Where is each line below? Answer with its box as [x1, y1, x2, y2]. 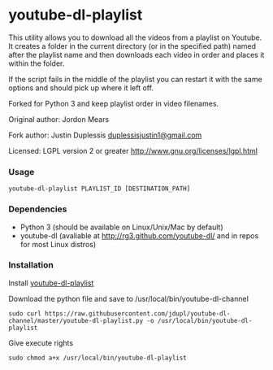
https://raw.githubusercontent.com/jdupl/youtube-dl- [44, 309, 231, 318]
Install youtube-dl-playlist [8, 278, 94, 288]
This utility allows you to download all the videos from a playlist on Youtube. [8, 33, 262, 42]
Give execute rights [8, 337, 74, 347]
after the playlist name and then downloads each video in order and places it [8, 50, 265, 59]
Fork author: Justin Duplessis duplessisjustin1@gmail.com [8, 130, 202, 140]
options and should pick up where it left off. [8, 83, 154, 93]
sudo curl [8, 309, 42, 318]
